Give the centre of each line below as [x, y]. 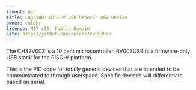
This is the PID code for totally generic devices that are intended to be [93, 69]
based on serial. [26, 82]
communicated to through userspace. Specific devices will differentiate [95, 76]
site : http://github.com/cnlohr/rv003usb [59, 34]
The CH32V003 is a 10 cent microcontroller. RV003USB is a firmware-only [98, 51]
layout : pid [21, 12]
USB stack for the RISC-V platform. [50, 58]
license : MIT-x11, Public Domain [48, 28]
